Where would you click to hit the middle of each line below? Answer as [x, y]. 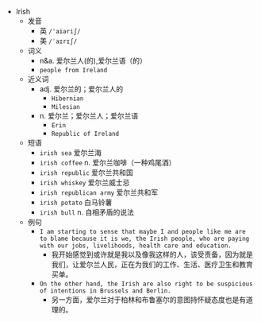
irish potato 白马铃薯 [76, 202]
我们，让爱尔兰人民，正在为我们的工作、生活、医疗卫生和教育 [152, 264]
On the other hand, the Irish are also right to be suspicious [146, 284]
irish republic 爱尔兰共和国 [86, 173]
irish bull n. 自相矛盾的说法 [87, 212]
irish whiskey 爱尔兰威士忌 [84, 182]
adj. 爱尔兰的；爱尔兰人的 [81, 89]
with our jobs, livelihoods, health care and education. [135, 246]
